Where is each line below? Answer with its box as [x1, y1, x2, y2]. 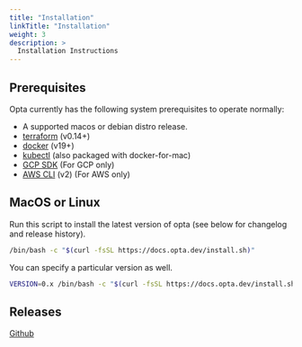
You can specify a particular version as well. [9, 262, 173, 272]
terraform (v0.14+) [22, 130, 91, 141]
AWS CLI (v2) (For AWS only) [22, 168, 130, 180]
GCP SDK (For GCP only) [22, 159, 115, 170]
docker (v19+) [22, 140, 75, 151]
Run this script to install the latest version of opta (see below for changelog [9, 218, 288, 229]
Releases [9, 304, 62, 319]
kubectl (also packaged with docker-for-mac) [22, 149, 191, 160]
